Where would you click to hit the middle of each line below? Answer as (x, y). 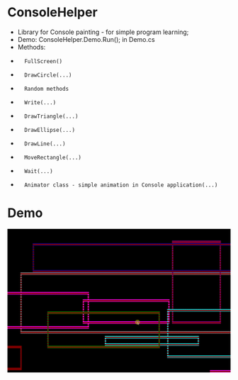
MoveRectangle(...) (53, 157)
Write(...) (40, 102)
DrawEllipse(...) (50, 130)
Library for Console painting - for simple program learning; (103, 32)
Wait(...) (39, 171)
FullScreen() (44, 61)
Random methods (47, 89)
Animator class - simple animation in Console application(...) (121, 185)
